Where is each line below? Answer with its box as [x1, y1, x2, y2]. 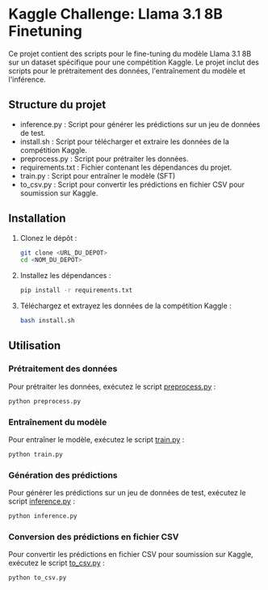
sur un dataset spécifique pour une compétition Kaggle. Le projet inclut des [8, 57, 260, 67]
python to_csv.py [8, 574, 67, 582]
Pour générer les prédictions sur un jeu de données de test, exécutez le [8, 488, 246, 498]
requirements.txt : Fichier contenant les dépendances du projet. [19, 162, 232, 172]
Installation [8, 212, 66, 225]
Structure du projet [8, 98, 107, 112]
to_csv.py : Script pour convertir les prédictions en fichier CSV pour [19, 179, 245, 189]
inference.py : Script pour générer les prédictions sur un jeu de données [19, 119, 261, 129]
